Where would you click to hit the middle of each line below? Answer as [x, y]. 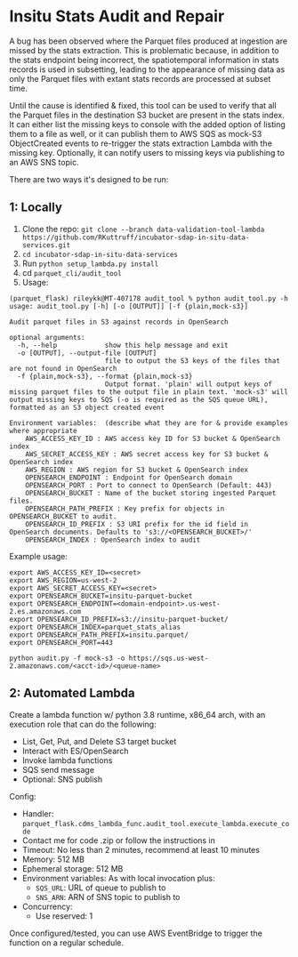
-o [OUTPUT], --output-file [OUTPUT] [87, 353]
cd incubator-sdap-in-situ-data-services [100, 254]
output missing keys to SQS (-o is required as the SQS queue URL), [139, 399]
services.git [46, 245]
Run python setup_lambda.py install [90, 263]
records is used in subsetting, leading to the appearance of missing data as [147, 69]
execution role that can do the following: [83, 724]
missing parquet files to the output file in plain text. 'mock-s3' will [149, 392]
